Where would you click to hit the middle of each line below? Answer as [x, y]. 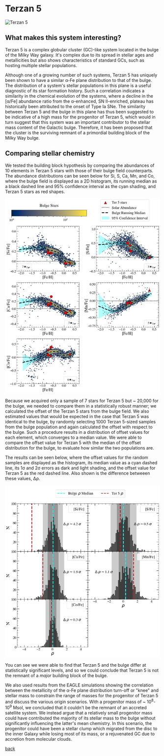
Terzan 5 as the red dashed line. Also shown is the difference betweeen [78, 473]
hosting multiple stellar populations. [41, 65]
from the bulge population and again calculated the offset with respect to [79, 427]
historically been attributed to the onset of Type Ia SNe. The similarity [75, 106]
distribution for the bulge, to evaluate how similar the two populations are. [80, 448]
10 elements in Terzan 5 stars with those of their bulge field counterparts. [79, 170]
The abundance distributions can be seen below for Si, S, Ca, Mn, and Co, [80, 176]
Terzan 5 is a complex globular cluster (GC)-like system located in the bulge [82, 49]
